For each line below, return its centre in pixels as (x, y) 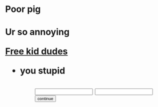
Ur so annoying (37, 32)
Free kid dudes (36, 51)
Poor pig (23, 9)
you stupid (42, 71)
